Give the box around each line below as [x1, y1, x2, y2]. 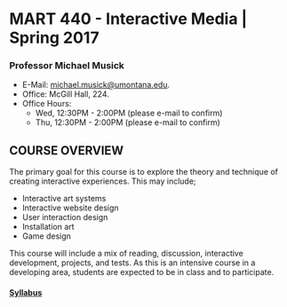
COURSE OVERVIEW [9, 143, 124, 158]
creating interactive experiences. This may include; [9, 176, 197, 186]
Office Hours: [21, 98, 72, 109]
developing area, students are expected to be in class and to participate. [9, 267, 275, 278]
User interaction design [21, 212, 108, 223]
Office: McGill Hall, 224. [21, 89, 109, 99]
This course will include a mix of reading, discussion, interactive [9, 248, 244, 259]
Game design [21, 231, 71, 241]
